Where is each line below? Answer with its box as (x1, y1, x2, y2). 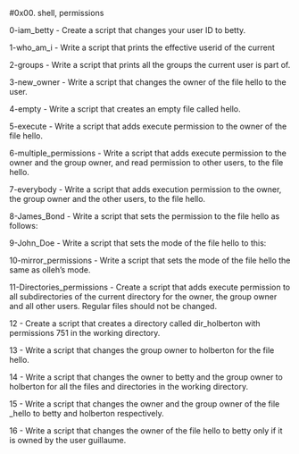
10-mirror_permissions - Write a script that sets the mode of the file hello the (9, 255, 291, 265)
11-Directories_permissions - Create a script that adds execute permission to (9, 282, 291, 292)
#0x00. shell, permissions (9, 8, 104, 18)
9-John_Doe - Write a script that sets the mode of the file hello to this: (9, 238, 267, 248)
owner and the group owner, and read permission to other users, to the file (9, 157, 284, 168)
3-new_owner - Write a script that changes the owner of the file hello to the (9, 77, 287, 88)
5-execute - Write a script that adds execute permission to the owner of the (9, 121, 287, 131)
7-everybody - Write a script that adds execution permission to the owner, (9, 184, 282, 195)
